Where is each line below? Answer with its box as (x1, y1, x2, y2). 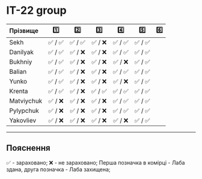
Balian (9, 67, 27, 76)
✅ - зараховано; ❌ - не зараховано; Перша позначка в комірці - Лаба (6, 159, 185, 166)
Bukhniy (9, 58, 32, 66)
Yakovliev (9, 116, 37, 124)
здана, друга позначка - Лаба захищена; (6, 166, 111, 173)
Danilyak (9, 47, 34, 56)
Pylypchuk (9, 106, 39, 115)
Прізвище (9, 26, 39, 35)
